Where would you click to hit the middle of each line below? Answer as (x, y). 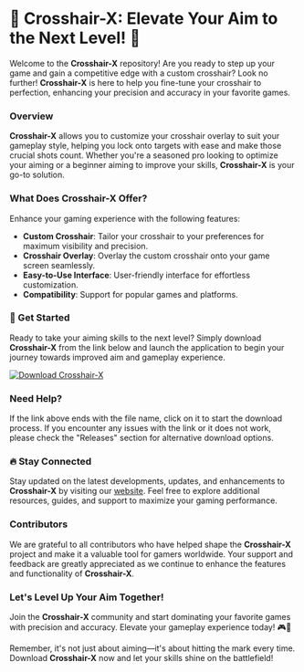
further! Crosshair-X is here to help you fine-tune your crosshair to (136, 82)
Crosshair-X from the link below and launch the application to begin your (147, 347)
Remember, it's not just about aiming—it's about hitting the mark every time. (152, 648)
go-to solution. (37, 175)
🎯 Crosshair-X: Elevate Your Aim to (144, 19)
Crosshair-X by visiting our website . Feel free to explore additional (135, 491)
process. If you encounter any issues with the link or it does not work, (141, 428)
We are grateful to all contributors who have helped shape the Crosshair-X (151, 544)
